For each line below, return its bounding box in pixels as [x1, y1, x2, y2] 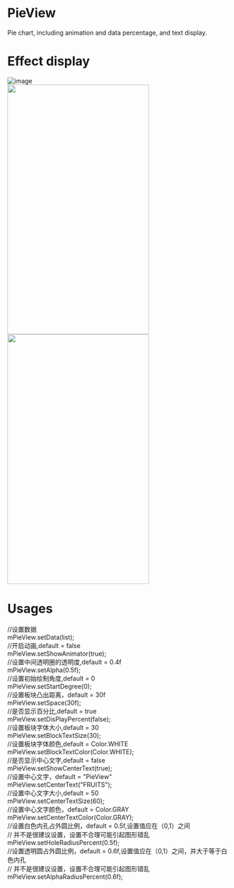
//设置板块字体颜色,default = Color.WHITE [7, 739, 129, 748]
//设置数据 [7, 625, 37, 633]
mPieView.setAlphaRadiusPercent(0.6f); [7, 872, 124, 881]
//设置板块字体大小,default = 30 [7, 723, 99, 732]
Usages [7, 600, 53, 617]
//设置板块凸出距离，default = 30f [7, 690, 106, 699]
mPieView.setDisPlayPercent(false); [7, 715, 111, 723]
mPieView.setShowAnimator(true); [7, 649, 107, 658]
